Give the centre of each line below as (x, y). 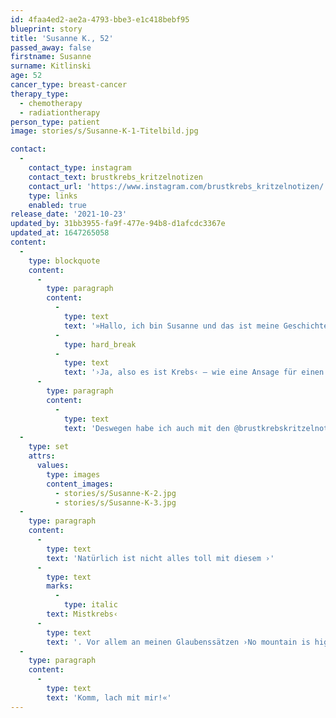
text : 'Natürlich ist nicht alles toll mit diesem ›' (160, 558)
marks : (60, 586)
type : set (49, 447)
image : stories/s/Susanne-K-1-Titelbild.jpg (104, 131)
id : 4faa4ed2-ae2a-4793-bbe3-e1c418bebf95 (100, 19)
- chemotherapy (51, 103)
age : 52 (26, 76)
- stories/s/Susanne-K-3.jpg (115, 502)
